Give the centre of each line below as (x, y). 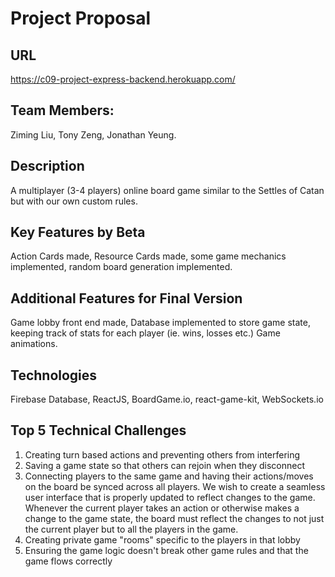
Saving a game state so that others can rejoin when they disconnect (164, 465)
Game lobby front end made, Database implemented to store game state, (160, 323)
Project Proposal (81, 18)
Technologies (54, 375)
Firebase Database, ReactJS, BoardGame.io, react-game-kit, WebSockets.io (167, 399)
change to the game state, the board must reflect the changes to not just (174, 518)
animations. (34, 344)
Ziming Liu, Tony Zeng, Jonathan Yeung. (93, 134)
